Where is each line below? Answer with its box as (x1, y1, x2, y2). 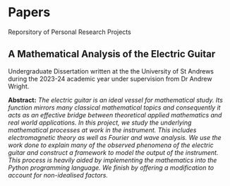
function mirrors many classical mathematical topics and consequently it (8, 103, 221, 112)
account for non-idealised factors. (8, 170, 109, 179)
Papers (8, 4, 51, 21)
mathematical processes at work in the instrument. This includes (8, 125, 197, 134)
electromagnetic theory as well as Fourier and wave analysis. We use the (8, 133, 222, 141)
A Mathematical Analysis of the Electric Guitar (8, 48, 216, 60)
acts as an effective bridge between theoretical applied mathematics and (8, 110, 222, 119)
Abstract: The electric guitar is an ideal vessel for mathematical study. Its (8, 95, 223, 104)
